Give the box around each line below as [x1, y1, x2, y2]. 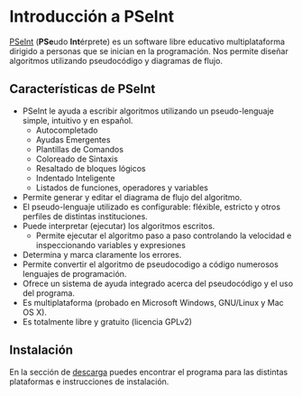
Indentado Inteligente [35, 172, 115, 183]
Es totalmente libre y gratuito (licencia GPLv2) [22, 316, 192, 327]
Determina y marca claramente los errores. [22, 249, 182, 260]
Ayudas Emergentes [35, 134, 111, 145]
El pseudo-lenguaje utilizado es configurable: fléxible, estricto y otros [22, 201, 281, 212]
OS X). [22, 307, 48, 318]
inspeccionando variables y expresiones [35, 239, 187, 250]
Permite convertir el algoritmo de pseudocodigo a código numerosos [22, 259, 279, 270]
